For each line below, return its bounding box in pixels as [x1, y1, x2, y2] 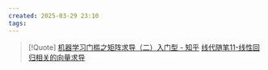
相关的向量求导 [35, 52, 86, 62]
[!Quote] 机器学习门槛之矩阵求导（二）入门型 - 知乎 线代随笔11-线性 [27, 42, 253, 52]
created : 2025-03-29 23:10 [8, 11, 99, 20]
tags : [8, 19, 27, 27]
